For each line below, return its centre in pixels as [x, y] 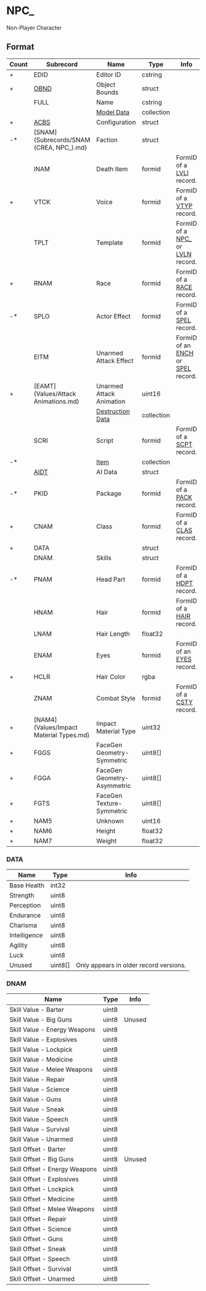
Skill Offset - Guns [36, 1239]
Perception [25, 906]
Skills [104, 558]
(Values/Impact [55, 727]
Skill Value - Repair [37, 1079]
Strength [22, 895]
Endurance [25, 915]
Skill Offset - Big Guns [42, 1159]
